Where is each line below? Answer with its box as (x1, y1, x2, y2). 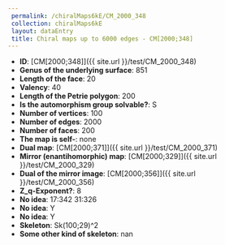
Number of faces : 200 (19, 126, 95, 135)
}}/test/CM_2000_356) (19, 178, 95, 187)
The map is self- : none (19, 135, 97, 144)
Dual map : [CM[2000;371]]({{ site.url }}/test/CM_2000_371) (19, 143, 219, 153)
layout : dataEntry (11, 27, 74, 35)
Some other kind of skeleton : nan (19, 229, 133, 239)
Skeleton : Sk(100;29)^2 (19, 221, 99, 230)
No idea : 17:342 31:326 (19, 195, 97, 204)
